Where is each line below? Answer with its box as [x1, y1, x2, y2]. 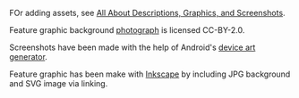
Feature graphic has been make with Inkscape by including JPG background [9, 69, 291, 79]
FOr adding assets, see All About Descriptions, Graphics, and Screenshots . [9, 8, 286, 18]
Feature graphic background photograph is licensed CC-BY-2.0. [9, 25, 245, 35]
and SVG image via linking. [9, 78, 108, 88]
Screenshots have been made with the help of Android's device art [9, 42, 256, 53]
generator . [9, 52, 47, 61]
